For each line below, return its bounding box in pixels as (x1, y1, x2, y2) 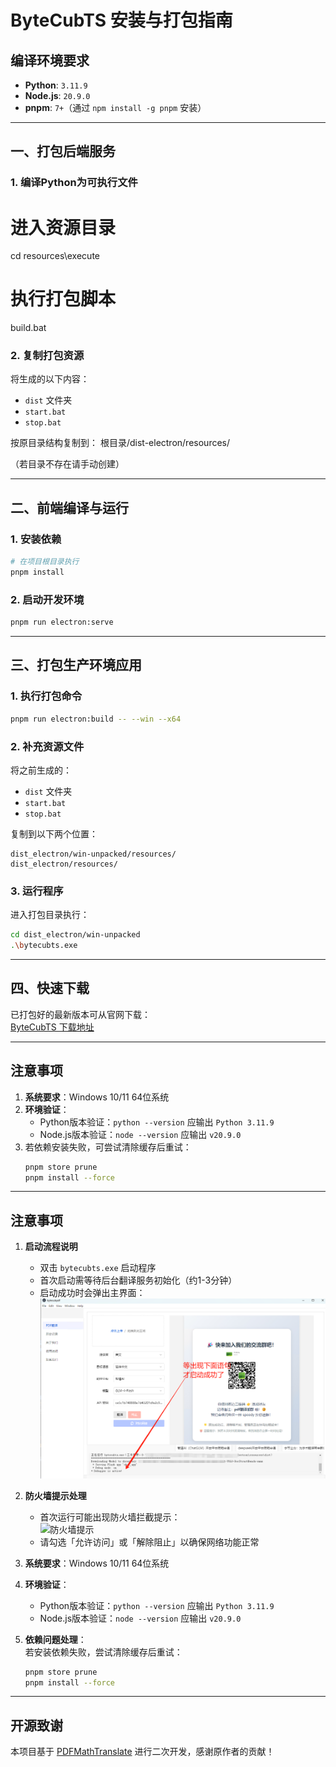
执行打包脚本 (10, 288, 117, 311)
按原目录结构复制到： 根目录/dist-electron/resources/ (10, 437, 231, 449)
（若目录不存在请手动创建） (10, 458, 125, 470)
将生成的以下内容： (10, 373, 90, 385)
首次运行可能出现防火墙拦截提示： (39, 1511, 181, 1523)
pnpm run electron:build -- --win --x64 (10, 714, 182, 724)
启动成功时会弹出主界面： (39, 1287, 146, 1299)
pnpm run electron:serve (10, 617, 114, 628)
